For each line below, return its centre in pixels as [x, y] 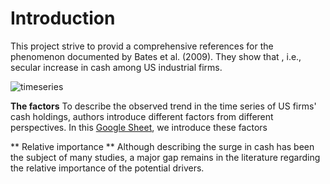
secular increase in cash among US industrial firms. [116, 67]
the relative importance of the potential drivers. [107, 168]
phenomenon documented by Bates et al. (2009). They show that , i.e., [156, 56]
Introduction [63, 18]
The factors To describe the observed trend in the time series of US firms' [163, 106]
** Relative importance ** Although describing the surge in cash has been [162, 146]
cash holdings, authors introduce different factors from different [142, 116]
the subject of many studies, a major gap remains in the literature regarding [165, 157]
